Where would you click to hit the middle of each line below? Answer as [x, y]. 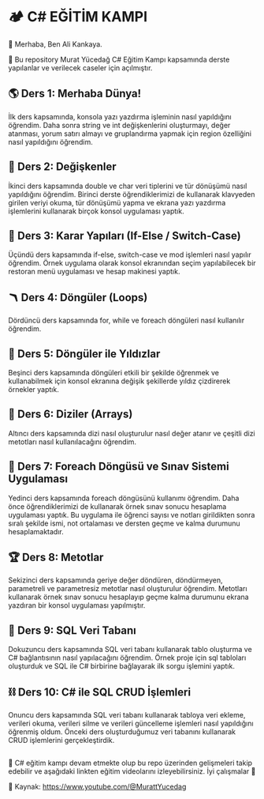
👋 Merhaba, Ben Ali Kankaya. [55, 44]
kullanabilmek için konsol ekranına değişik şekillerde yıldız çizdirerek [119, 381]
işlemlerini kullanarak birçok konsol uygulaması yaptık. [96, 211]
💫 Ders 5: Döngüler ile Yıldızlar [84, 354]
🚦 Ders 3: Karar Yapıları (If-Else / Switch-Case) [125, 236]
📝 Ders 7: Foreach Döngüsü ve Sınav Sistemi [119, 467]
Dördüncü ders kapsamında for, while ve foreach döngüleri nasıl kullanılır [126, 320]
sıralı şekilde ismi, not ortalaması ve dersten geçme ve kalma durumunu [124, 523]
